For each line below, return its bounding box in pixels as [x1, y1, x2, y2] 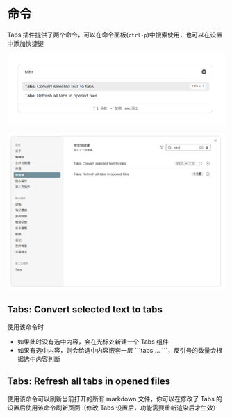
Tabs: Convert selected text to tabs [7, 303, 163, 315]
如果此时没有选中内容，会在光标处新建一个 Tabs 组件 [17, 337, 169, 346]
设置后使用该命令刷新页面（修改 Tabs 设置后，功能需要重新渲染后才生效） [7, 403, 219, 412]
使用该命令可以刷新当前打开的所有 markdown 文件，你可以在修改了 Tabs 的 [7, 394, 223, 403]
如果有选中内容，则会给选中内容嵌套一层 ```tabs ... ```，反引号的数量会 [17, 346, 217, 355]
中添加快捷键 [7, 39, 44, 47]
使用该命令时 [7, 323, 44, 331]
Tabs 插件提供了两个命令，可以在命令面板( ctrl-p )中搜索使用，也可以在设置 [7, 31, 222, 39]
